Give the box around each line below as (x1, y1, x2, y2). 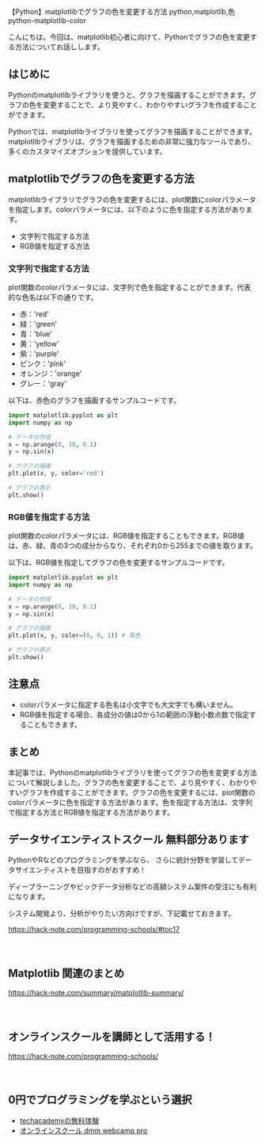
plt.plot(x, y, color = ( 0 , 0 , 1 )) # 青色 (8, 631, 141, 640)
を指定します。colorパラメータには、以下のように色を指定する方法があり (8, 205, 246, 214)
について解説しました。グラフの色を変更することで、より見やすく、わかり (8, 777, 251, 787)
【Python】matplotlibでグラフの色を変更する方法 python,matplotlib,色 (8, 7, 236, 16)
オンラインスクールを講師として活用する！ (8, 1030, 216, 1043)
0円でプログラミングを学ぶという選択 (8, 1093, 192, 1107)
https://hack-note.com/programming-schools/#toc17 (8, 925, 180, 934)
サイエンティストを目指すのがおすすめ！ (14, 865, 147, 875)
